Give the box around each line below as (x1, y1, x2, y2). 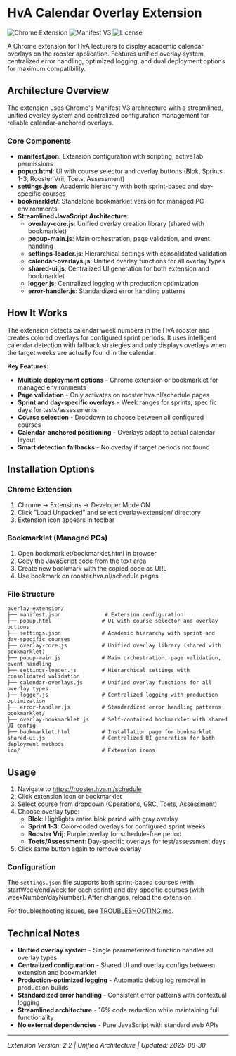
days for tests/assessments (17, 405, 98, 414)
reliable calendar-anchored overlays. (7, 118, 114, 127)
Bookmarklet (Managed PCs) (7, 533, 108, 543)
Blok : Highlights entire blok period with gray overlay (27, 814, 178, 823)
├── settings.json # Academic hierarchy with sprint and (7, 630, 216, 637)
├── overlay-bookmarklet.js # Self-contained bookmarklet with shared (7, 716, 228, 723)
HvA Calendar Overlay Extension (7, 5, 202, 21)
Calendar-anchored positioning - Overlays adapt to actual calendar (17, 428, 216, 436)
